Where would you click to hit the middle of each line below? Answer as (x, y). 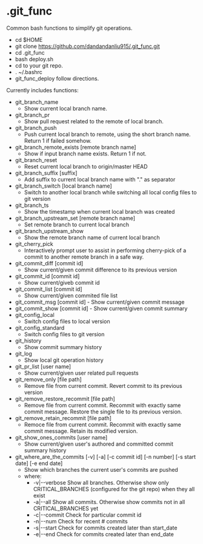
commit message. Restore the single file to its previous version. (103, 412)
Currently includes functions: (42, 90)
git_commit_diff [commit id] (49, 263)
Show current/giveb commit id (62, 282)
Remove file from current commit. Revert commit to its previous (103, 386)
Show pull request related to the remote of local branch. (94, 121)
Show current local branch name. (66, 108)
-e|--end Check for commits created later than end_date (103, 534)
